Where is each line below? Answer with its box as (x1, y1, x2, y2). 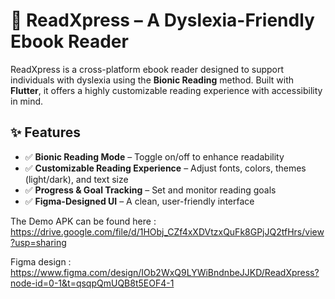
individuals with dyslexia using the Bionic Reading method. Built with (10, 74, 295, 86)
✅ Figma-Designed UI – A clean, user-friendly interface (24, 195, 255, 207)
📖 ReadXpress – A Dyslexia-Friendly (10, 9, 315, 32)
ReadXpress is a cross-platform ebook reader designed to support (10, 63, 285, 75)
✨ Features (10, 124, 81, 141)
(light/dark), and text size (24, 173, 129, 185)
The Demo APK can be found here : (10, 215, 157, 227)
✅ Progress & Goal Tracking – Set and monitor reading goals (24, 184, 277, 196)
